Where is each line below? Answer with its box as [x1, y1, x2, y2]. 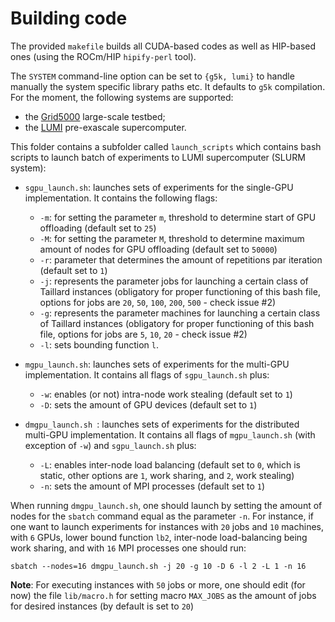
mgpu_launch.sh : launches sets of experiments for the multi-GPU [24, 358, 290, 370]
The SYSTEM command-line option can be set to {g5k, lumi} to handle [10, 70, 295, 82]
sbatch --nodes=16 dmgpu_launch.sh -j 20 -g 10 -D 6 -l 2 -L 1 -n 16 [10, 561, 307, 571]
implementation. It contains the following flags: [24, 192, 218, 204]
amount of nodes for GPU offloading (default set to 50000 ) [39, 243, 278, 255]
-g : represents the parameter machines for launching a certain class [39, 307, 321, 319]
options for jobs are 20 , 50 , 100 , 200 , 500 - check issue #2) [39, 296, 277, 308]
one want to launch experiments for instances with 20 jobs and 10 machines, [10, 520, 325, 532]
